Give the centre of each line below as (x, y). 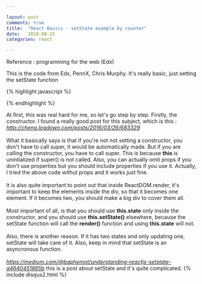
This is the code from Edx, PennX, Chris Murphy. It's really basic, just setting (101, 73)
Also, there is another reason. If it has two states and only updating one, (96, 236)
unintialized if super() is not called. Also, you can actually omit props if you (99, 159)
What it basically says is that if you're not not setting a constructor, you (94, 140)
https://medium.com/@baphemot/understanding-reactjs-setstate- (89, 262)
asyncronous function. (34, 249)
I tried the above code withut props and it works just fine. (77, 173)
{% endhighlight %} (31, 103)
